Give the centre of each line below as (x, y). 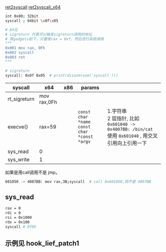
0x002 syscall (20, 53)
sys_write (19, 159)
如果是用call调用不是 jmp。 (33, 172)
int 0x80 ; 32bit (22, 16)
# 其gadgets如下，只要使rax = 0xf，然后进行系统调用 (55, 39)
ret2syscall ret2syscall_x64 (33, 7)
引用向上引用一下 (127, 143)
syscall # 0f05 (21, 227)
